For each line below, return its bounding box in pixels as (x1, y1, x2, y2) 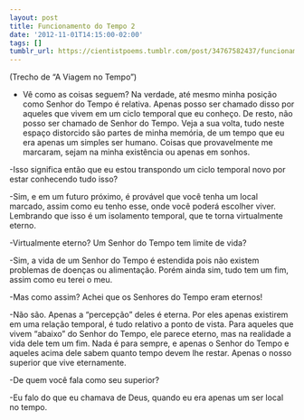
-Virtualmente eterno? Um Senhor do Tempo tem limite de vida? (9, 238, 247, 248)
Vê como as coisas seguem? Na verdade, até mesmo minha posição (22, 89, 278, 100)
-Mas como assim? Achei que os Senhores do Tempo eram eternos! (9, 292, 263, 303)
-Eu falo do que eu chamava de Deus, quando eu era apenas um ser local (9, 392, 284, 403)
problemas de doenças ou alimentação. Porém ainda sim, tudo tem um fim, (9, 265, 290, 275)
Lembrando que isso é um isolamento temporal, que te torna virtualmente (9, 210, 283, 221)
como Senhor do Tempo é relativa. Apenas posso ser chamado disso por (22, 98, 295, 109)
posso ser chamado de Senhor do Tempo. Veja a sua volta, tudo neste (22, 118, 285, 129)
